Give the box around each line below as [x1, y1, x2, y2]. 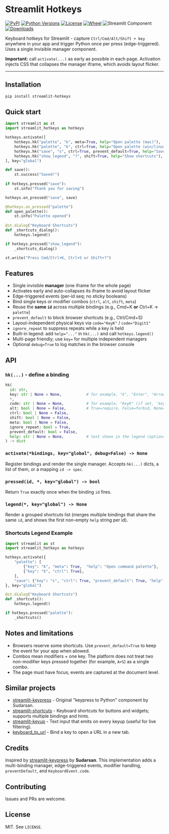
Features [5, 269, 34, 277]
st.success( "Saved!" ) [14, 172, 59, 177]
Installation [5, 81, 41, 89]
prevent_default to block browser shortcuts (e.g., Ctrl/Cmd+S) [12, 315, 143, 321]
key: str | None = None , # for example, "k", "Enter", [10, 392, 150, 397]
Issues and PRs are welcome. [5, 796, 66, 802]
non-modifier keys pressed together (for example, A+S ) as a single [12, 658, 149, 664]
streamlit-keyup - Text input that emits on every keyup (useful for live [12, 719, 156, 725]
